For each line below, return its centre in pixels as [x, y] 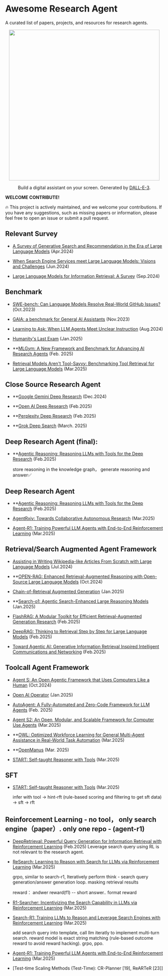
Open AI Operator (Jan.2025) [43, 695]
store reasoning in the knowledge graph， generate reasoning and [81, 469]
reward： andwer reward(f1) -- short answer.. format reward [74, 893]
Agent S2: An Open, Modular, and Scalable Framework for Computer [83, 720]
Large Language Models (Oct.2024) [65, 581]
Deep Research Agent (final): [51, 442]
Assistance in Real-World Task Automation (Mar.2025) [68, 740]
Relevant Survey [31, 234]
